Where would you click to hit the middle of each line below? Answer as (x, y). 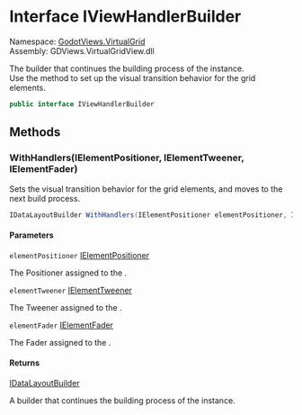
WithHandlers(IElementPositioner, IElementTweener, (127, 158)
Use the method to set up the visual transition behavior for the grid (133, 77)
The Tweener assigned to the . (66, 307)
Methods (35, 132)
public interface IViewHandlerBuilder (82, 104)
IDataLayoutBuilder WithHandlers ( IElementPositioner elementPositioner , (148, 215)
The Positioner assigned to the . (68, 273)
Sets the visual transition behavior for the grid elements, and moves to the (146, 189)
